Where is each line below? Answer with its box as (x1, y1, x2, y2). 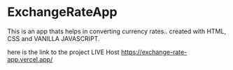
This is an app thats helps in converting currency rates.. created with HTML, (7, 27, 226, 35)
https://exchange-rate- (121, 48, 188, 56)
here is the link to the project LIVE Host (7, 48, 120, 56)
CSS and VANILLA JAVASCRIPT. (7, 34, 100, 42)
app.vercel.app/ (7, 55, 53, 63)
